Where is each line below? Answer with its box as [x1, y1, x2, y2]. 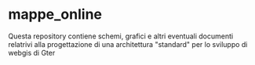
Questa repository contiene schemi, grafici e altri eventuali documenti [8, 31, 234, 41]
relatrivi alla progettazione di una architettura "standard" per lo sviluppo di [8, 39, 248, 49]
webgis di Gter [8, 48, 56, 57]
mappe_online [8, 5, 103, 23]
